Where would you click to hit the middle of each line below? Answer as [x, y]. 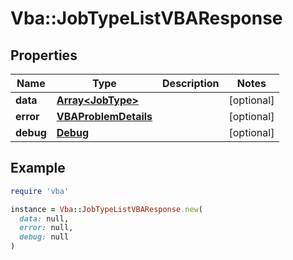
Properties [44, 55]
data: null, [44, 218]
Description [191, 83]
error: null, [46, 228]
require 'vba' [40, 191]
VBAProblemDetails [104, 116]
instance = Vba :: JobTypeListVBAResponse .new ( [106, 209]
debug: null [44, 237]
